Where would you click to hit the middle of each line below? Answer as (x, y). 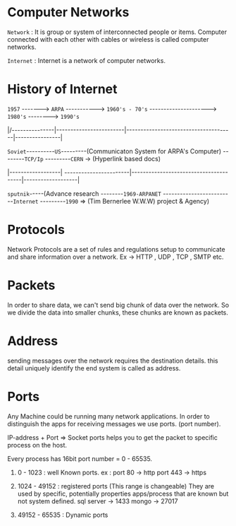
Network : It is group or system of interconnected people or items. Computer (117, 32)
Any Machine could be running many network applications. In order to (108, 416)
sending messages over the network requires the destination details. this (113, 361)
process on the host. (37, 445)
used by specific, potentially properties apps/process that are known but (123, 493)
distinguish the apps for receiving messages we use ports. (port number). (114, 423)
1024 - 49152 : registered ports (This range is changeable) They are (116, 486)
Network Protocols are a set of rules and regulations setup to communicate (116, 249)
